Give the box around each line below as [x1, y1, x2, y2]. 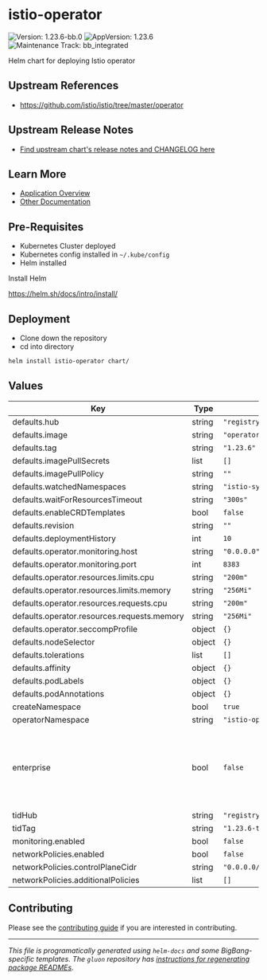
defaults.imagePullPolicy [12, 468, 104, 479]
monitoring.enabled [12, 835, 85, 846]
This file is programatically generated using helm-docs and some [8, 946, 220, 955]
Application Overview [19, 189, 91, 198]
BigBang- [221, 946, 253, 955]
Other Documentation [19, 197, 91, 206]
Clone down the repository [19, 333, 107, 343]
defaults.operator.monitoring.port [12, 559, 137, 570]
